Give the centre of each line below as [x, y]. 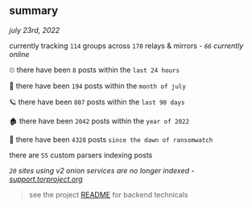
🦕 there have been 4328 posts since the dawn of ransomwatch [111, 139]
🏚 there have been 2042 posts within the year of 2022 [99, 120]
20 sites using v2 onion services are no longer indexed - [102, 170]
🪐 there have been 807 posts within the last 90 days [97, 102]
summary [34, 11]
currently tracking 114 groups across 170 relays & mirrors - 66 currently [126, 46]
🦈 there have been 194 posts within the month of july [97, 86]
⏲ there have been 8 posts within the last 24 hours [95, 70]
